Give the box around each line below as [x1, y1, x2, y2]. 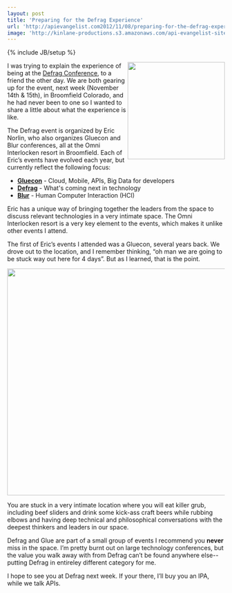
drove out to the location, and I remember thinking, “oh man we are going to [7, 247, 223, 256]
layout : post [7, 10, 45, 17]
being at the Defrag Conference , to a [7, 69, 112, 77]
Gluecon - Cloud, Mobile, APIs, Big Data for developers [17, 177, 175, 185]
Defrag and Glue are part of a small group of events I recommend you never [7, 536, 224, 545]
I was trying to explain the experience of [7, 62, 122, 70]
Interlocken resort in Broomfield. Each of [7, 149, 123, 157]
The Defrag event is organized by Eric [7, 126, 115, 135]
